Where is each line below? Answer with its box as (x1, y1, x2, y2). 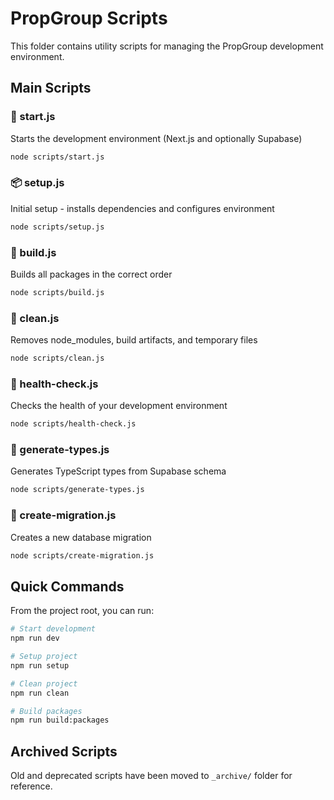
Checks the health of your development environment (10, 400, 228, 412)
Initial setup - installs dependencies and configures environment (10, 202, 275, 214)
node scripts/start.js (10, 152, 105, 162)
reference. (10, 780, 53, 792)
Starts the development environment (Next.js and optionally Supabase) (10, 132, 303, 144)
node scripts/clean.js (10, 353, 105, 364)
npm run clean (10, 688, 70, 698)
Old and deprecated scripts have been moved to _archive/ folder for (10, 770, 293, 782)
